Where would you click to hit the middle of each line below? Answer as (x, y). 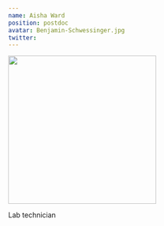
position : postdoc (38, 23)
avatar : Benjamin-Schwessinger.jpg (67, 30)
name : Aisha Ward (37, 15)
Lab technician (32, 215)
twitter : (22, 38)
